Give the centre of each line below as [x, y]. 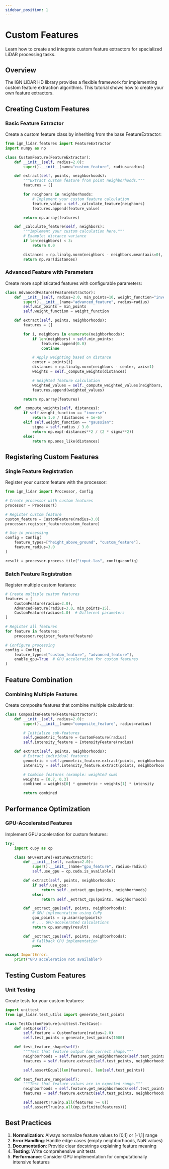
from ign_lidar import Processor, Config [49, 492]
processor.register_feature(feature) [54, 636]
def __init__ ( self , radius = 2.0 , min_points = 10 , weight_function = [84, 297]
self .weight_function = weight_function [66, 311]
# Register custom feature [33, 514]
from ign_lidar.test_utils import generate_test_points [65, 1014]
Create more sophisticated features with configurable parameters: [74, 283]
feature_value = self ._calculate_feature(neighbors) [88, 204]
